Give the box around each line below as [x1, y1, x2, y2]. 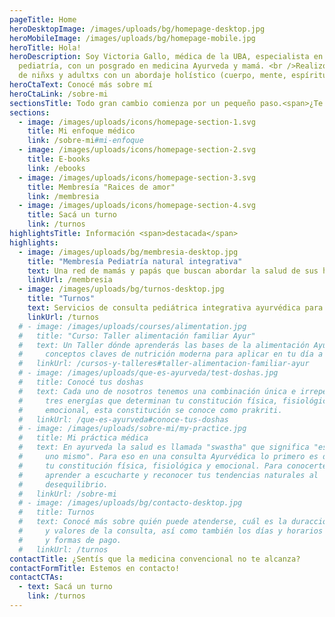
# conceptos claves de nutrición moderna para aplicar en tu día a [18, 349, 324, 360]
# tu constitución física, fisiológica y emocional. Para [18, 461, 283, 471]
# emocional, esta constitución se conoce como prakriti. [18, 405, 283, 415]
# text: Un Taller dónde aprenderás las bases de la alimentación [18, 340, 310, 350]
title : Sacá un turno [27, 210, 117, 220]
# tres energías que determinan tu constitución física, [18, 396, 279, 406]
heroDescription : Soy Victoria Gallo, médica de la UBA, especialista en [9, 52, 324, 62]
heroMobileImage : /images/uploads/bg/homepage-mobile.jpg [9, 33, 256, 43]
